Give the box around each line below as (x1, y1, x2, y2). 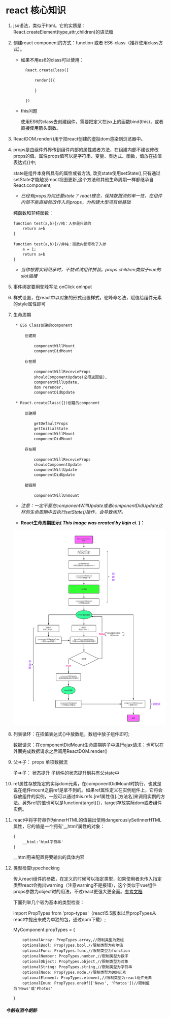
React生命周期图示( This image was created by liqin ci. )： (20, 520, 145, 526)
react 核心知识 (6, 5, 66, 16)
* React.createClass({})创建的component (15, 400, 100, 405)
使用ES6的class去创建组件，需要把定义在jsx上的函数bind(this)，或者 (20, 118, 164, 125)
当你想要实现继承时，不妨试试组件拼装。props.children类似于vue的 (20, 266, 161, 272)
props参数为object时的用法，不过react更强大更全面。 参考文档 (13, 889, 143, 895)
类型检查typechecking (13, 865, 60, 871)
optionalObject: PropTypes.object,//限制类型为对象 (22, 959, 129, 965)
